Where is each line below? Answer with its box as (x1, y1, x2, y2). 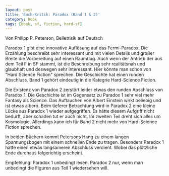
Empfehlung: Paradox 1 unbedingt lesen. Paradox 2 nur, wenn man (5, 159, 143, 166)
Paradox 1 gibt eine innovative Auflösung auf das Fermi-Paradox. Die (5, 45, 148, 51)
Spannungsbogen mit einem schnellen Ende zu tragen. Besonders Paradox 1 (5, 139, 164, 145)
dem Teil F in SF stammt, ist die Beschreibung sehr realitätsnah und (5, 61, 145, 67)
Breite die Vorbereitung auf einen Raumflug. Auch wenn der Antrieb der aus (5, 56, 162, 62)
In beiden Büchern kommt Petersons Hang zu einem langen (5, 134, 129, 140)
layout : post (5, 7, 33, 13)
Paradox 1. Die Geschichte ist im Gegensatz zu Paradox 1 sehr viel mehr (5, 92, 154, 98)
